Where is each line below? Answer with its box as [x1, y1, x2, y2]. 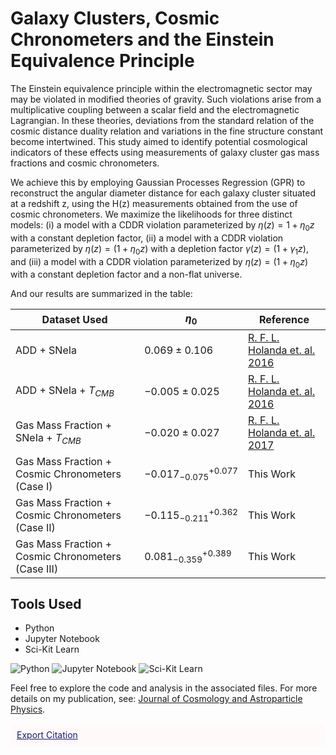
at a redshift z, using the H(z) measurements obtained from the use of [10, 197, 298, 209]
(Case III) [15, 562, 59, 576]
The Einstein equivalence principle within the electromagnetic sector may [10, 82, 313, 94]
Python [24, 622, 55, 634]
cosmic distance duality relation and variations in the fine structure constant [10, 125, 324, 137]
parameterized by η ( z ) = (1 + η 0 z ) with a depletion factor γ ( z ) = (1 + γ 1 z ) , [10, 242, 309, 257]
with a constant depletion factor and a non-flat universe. [10, 268, 243, 281]
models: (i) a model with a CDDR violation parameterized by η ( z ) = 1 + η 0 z [10, 218, 315, 233]
